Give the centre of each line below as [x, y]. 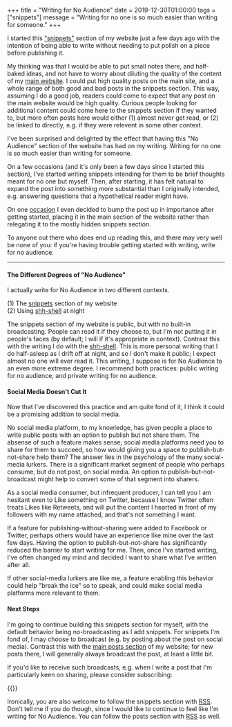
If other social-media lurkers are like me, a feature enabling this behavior [110, 578]
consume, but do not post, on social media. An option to [87, 472]
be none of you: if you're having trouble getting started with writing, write [112, 245]
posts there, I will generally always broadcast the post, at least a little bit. [110, 654]
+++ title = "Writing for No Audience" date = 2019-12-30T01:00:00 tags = [112, 10]
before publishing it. [36, 53]
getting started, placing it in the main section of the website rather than [108, 217]
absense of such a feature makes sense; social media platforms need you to [116, 442]
